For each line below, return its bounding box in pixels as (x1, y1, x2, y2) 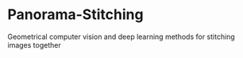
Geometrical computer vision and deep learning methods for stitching (7, 32, 235, 41)
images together (7, 40, 61, 49)
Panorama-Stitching (7, 6, 144, 24)
